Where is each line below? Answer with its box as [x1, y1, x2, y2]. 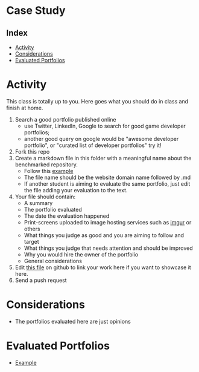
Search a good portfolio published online [14, 116, 116, 123]
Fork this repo [14, 148, 50, 155]
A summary [24, 199, 53, 206]
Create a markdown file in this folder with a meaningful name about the [14, 154, 192, 162]
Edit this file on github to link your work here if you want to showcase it [14, 264, 191, 271]
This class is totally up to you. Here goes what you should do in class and [6, 97, 189, 105]
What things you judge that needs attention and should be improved [24, 244, 193, 252]
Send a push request [14, 276, 68, 284]
